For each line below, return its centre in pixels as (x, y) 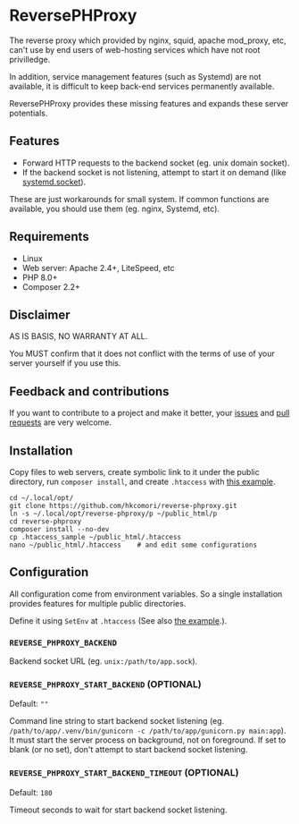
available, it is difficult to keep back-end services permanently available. (142, 86)
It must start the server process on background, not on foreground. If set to (148, 740)
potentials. (29, 113)
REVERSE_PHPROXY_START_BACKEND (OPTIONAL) (106, 684)
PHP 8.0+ (40, 277)
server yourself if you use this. (65, 363)
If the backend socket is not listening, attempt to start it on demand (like (154, 172)
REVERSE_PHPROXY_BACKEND (63, 642)
